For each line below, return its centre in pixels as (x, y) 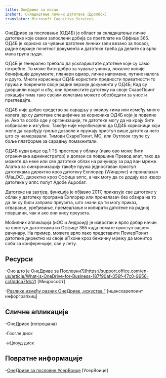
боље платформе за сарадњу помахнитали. (51, 141)
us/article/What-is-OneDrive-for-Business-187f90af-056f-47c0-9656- (77, 276)
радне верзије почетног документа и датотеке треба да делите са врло (81, 49)
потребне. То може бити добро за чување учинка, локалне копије (75, 69)
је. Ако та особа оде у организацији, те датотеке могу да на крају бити (80, 120)
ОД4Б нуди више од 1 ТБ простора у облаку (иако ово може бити (74, 151)
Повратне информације (44, 358)
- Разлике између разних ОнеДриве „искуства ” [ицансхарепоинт (74, 291)
